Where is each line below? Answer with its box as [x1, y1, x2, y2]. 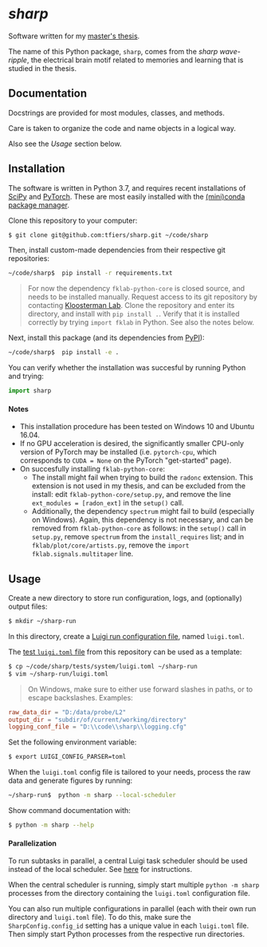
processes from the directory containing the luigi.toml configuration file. [8, 889, 250, 898]
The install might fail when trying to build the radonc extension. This [31, 472, 253, 483]
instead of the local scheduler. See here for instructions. [8, 865, 193, 874]
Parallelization [8, 838, 57, 848]
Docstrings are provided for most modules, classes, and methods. [8, 108, 225, 117]
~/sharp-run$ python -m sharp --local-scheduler [8, 791, 177, 799]
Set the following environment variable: [8, 737, 137, 747]
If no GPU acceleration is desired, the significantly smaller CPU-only [19, 439, 245, 448]
